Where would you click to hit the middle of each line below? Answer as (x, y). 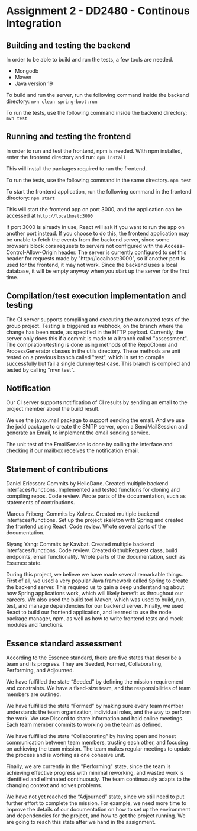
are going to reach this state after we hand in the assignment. (81, 822)
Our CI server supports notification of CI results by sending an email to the (97, 402)
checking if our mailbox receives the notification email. (73, 450)
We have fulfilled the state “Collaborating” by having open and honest (91, 736)
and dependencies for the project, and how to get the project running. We (96, 816)
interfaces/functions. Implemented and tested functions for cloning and (93, 490)
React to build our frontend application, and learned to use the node (89, 612)
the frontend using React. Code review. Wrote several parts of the (86, 526)
